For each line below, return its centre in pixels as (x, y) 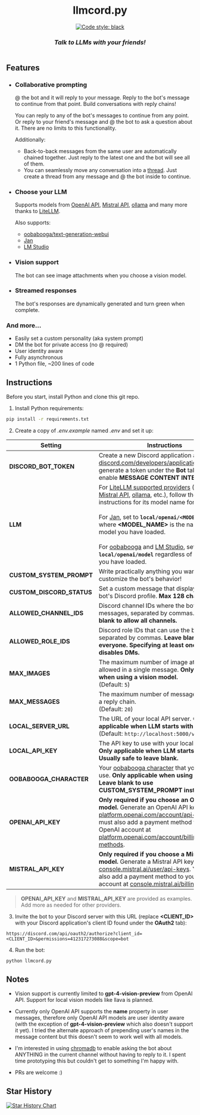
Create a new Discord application (145, 455)
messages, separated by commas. (146, 613)
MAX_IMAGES (30, 673)
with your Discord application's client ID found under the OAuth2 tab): (101, 923)
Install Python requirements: (49, 408)
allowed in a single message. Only (146, 669)
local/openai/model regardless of (145, 554)
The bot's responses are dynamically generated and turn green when (100, 304)
